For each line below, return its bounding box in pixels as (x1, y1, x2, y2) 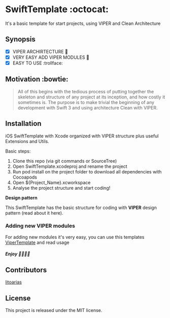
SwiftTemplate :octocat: (5, 4, 109, 15)
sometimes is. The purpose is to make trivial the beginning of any (17, 99, 155, 105)
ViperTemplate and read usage (5, 239, 70, 245)
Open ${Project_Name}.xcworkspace (12, 179, 91, 186)
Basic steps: (5, 148, 31, 154)
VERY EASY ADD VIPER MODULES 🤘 (12, 54, 90, 60)
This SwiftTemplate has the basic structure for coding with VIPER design (5, 204, 157, 210)
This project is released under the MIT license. (5, 307, 103, 313)
